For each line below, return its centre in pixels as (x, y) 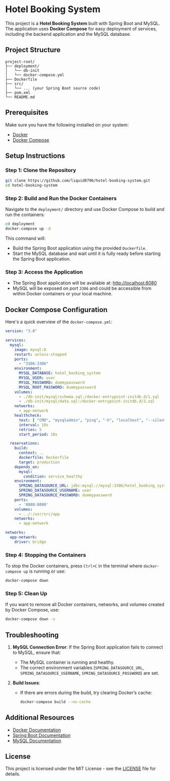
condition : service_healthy (53, 476)
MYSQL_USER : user (37, 378)
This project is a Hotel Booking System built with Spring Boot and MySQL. (83, 23)
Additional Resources (40, 718)
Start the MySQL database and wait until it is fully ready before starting (87, 253)
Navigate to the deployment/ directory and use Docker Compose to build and (85, 209)
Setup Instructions (35, 156)
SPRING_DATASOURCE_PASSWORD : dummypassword (65, 495)
